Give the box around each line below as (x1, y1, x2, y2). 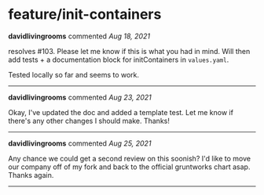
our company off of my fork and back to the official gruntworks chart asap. (8, 162, 251, 172)
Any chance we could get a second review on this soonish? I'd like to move (8, 153, 251, 163)
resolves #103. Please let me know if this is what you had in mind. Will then (8, 46, 251, 56)
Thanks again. (8, 170, 54, 179)
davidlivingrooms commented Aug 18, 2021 (8, 31, 151, 41)
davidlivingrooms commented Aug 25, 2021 (8, 139, 152, 148)
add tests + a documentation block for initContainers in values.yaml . (8, 55, 229, 64)
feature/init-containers (8, 5, 162, 23)
